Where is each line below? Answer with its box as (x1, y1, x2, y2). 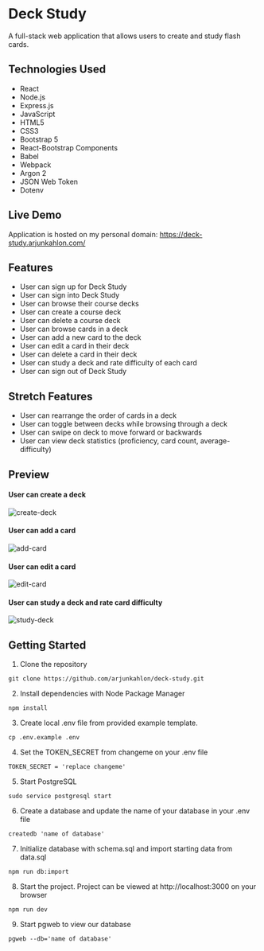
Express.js (19, 100, 54, 110)
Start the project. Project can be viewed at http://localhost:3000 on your (19, 882, 257, 891)
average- (200, 436, 231, 446)
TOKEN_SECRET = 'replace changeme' (8, 763, 126, 771)
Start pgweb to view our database (19, 920, 131, 930)
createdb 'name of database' (8, 830, 105, 838)
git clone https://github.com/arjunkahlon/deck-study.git (8, 675, 204, 683)
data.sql (19, 852, 47, 862)
